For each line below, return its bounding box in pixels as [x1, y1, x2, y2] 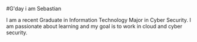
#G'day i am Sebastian [6, 5, 61, 12]
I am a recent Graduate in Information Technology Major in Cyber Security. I [6, 17, 192, 23]
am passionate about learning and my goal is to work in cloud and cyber [6, 23, 183, 30]
